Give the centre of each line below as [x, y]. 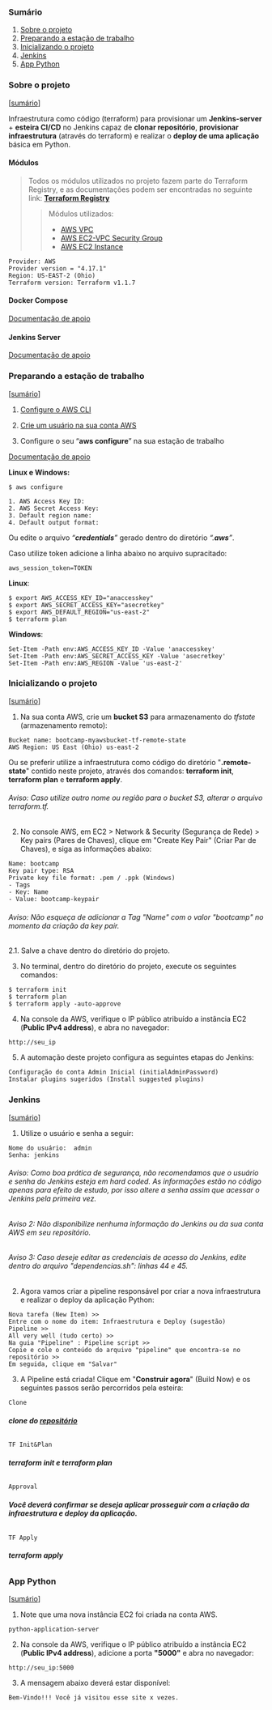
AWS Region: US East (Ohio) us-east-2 [74, 747]
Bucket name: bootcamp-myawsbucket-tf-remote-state [97, 740]
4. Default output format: [54, 522]
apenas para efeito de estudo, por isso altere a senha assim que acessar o [134, 1190]
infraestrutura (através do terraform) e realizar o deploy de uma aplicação [134, 135]
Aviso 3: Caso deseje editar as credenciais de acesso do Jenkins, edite [127, 1257]
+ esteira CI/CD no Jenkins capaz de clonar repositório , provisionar [123, 127]
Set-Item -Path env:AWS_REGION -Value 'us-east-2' [96, 663]
